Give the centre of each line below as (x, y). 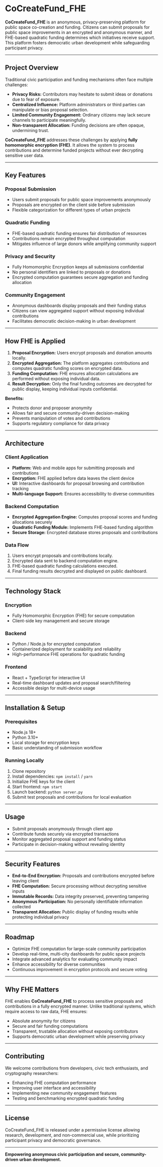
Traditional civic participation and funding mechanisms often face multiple (79, 79)
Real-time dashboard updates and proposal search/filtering (71, 683)
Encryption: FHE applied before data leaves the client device (73, 478)
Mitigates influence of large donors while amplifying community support (84, 244)
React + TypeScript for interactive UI (49, 677)
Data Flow (17, 545)
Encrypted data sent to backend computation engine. (65, 561)
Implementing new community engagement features (64, 1093)
